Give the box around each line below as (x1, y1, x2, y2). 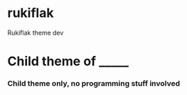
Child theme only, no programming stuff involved (7, 79, 180, 89)
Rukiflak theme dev (7, 28, 64, 37)
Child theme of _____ (7, 53, 129, 69)
